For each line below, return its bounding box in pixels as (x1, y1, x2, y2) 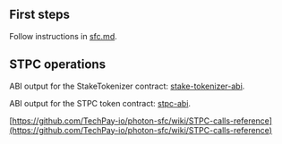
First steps (9, 7, 70, 22)
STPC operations (9, 57, 106, 72)
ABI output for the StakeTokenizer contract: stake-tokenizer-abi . (9, 80, 245, 91)
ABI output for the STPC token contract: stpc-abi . (9, 97, 191, 108)
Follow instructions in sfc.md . (9, 30, 118, 41)
